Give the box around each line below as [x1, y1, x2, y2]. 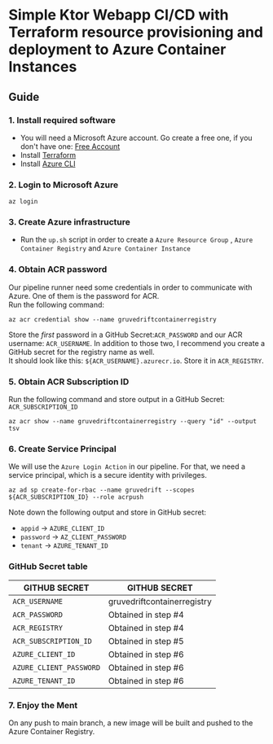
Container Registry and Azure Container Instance [20, 243, 192, 253]
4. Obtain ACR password [8, 264, 108, 275]
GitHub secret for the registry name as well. [8, 347, 155, 357]
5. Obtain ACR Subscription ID [8, 376, 130, 387]
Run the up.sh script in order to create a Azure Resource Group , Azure [20, 234, 253, 245]
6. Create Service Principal [8, 443, 117, 454]
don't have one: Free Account [20, 141, 121, 151]
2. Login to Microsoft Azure [8, 179, 119, 190]
